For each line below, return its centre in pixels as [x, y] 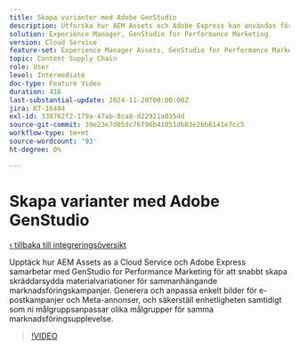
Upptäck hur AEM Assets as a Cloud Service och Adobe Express [128, 262]
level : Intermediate [48, 75]
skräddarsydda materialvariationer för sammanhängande [113, 281]
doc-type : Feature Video [55, 83]
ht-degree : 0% [36, 149]
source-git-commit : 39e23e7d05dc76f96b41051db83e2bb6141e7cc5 [127, 125]
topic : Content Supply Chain [63, 59]
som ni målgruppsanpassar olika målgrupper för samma [112, 309]
